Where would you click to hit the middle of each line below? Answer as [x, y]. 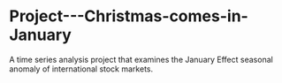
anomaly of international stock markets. [81, 69]
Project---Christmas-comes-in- [129, 16]
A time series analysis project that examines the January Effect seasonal [141, 59]
